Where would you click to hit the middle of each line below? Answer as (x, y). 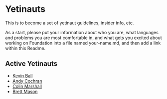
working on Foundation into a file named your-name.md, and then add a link (83, 43)
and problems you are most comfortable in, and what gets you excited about (83, 38)
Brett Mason (25, 91)
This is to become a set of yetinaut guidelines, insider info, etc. (70, 23)
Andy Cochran (27, 81)
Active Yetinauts (31, 64)
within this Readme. (25, 48)
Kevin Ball (22, 76)
